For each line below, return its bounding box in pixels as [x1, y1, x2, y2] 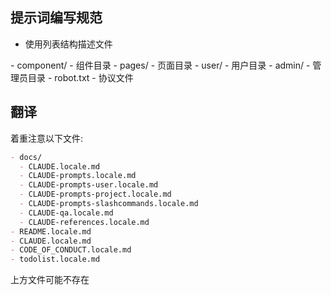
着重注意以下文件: [10, 132, 84, 144]
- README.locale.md [10, 226, 92, 237]
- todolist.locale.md [10, 254, 101, 265]
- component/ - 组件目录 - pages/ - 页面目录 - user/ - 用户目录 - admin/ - [10, 59, 311, 71]
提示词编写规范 [10, 9, 103, 27]
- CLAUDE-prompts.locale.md [19, 171, 137, 181]
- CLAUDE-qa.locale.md [19, 208, 114, 218]
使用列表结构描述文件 [24, 38, 113, 50]
